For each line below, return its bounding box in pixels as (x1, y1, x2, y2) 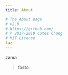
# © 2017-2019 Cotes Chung (5, 31, 63, 36)
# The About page (5, 16, 42, 22)
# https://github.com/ (5, 26, 54, 31)
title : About (5, 7, 33, 13)
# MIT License (5, 36, 36, 41)
